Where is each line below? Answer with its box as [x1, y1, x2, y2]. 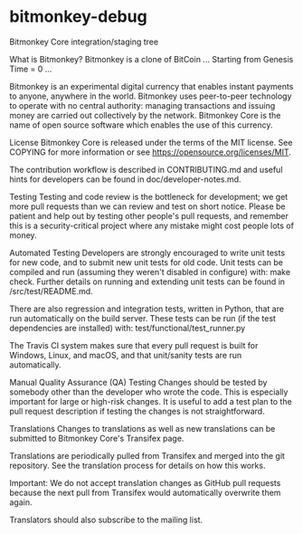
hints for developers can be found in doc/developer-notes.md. [9, 174, 241, 185]
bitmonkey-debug [9, 6, 147, 27]
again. [9, 496, 33, 508]
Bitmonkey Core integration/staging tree [9, 36, 159, 47]
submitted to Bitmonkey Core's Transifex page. [9, 433, 185, 443]
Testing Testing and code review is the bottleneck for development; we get [9, 191, 289, 202]
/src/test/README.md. [9, 285, 93, 296]
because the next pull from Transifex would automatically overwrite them [9, 487, 281, 498]
